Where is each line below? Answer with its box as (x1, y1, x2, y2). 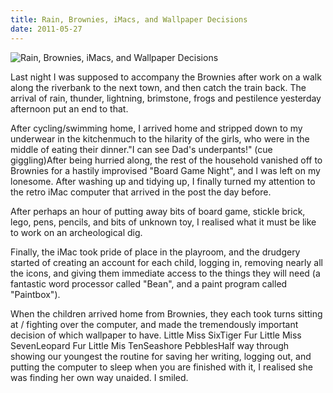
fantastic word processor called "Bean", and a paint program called (10, 277, 288, 290)
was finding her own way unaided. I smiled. (10, 371, 189, 383)
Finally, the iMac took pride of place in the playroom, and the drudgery (10, 246, 301, 258)
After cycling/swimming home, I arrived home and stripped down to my (10, 122, 303, 134)
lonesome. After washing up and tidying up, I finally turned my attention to (10, 175, 316, 187)
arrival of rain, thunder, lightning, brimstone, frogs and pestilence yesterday (10, 92, 322, 104)
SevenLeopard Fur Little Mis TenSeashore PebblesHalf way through (10, 339, 290, 351)
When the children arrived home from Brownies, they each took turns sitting (10, 307, 323, 320)
